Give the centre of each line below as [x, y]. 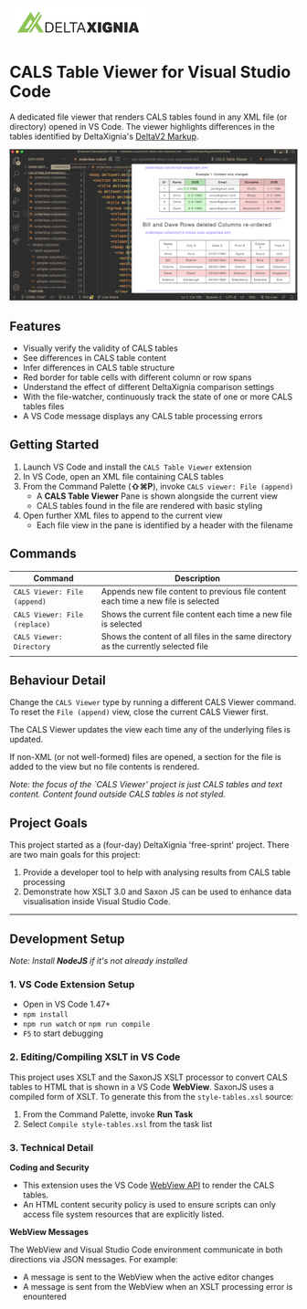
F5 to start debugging [63, 1033]
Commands [43, 554]
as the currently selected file [154, 646]
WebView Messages [49, 1231]
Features [35, 326]
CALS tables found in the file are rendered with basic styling [149, 505]
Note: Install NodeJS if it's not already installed [99, 961]
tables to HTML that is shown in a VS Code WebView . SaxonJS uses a [142, 1087]
